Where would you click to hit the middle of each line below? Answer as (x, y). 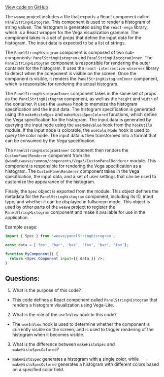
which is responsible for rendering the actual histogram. (62, 84)
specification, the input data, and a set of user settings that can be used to (81, 176)
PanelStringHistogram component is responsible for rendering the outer (78, 63)
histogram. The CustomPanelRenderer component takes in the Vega (72, 171)
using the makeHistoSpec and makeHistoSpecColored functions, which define (81, 114)
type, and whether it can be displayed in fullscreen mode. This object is (78, 202)
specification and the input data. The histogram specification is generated (80, 109)
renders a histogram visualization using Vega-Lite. (63, 305)
